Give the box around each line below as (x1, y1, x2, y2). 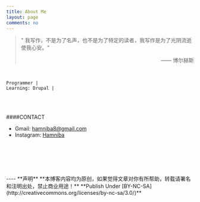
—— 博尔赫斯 (161, 57, 194, 64)
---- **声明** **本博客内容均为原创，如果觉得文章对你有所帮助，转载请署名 (6, 175, 191, 182)
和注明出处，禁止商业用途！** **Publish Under (6, 182, 121, 190)
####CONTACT (6, 113, 45, 121)
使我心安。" (20, 44, 50, 51)
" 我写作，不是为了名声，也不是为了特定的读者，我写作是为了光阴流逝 (20, 37, 192, 44)
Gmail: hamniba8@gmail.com (14, 125, 87, 132)
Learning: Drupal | (6, 86, 55, 91)
